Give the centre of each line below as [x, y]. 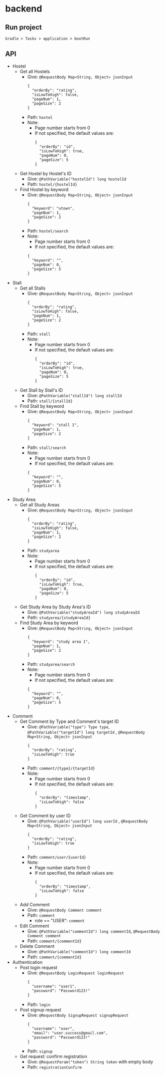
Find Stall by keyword [42, 406]
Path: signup [40, 1051]
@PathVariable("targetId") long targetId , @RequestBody [86, 732]
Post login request [38, 967]
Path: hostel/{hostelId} [52, 184]
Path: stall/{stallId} [50, 401]
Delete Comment [37, 946]
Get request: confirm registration [53, 1056]
